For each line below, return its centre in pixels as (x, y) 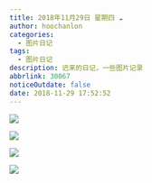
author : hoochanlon (46, 26)
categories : (32, 34)
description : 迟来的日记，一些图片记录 (76, 69)
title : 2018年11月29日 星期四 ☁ (66, 18)
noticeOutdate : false (50, 85)
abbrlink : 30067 (40, 77)
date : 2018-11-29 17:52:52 (60, 93)
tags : (19, 51)
